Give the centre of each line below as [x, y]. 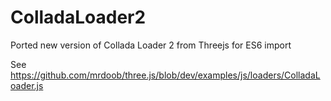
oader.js [27, 85]
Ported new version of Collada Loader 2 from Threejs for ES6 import [151, 45]
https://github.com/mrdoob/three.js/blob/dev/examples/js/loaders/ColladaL [165, 75]
